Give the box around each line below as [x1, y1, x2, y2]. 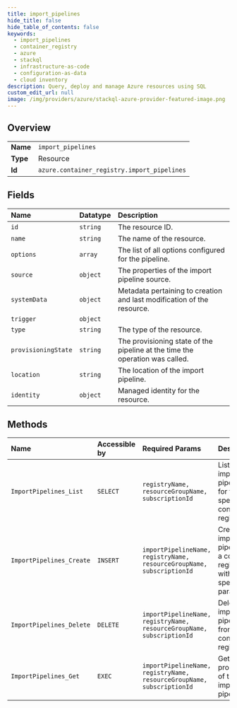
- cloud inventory [13, 76, 68, 83]
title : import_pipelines [7, 10, 80, 18]
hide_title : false [7, 17, 61, 24]
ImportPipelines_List [11, 487, 83, 496]
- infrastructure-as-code [13, 63, 90, 70]
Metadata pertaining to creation [117, 286, 223, 296]
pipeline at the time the [117, 344, 194, 354]
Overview [7, 122, 51, 134]
